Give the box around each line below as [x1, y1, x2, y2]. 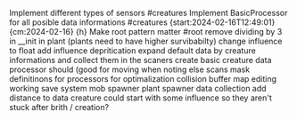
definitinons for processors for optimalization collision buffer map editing [9, 74, 277, 84]
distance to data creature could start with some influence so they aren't [9, 92, 272, 103]
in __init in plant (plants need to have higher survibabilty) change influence [9, 36, 283, 46]
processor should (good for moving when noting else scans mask [9, 64, 251, 75]
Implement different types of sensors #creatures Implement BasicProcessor [9, 8, 288, 18]
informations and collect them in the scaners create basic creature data [9, 55, 272, 65]
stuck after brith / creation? [9, 102, 110, 112]
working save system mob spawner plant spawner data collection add [9, 84, 267, 93]
